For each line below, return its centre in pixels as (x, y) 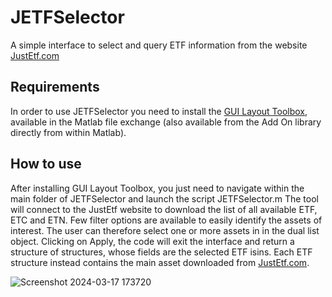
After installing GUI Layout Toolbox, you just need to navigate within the (157, 188)
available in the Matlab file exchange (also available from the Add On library (166, 122)
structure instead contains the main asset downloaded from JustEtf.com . (160, 262)
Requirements (55, 87)
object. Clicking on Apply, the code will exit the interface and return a (152, 241)
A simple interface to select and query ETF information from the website (159, 45)
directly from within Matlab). (68, 132)
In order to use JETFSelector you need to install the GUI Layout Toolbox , (159, 111)
